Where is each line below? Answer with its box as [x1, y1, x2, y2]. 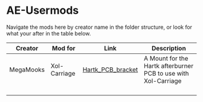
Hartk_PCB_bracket [82, 65, 138, 74]
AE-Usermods [6, 4, 79, 17]
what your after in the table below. [6, 29, 91, 37]
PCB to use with [144, 69, 189, 77]
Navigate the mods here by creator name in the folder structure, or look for [6, 23, 192, 31]
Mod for [52, 44, 76, 52]
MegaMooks [9, 65, 45, 74]
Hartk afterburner [144, 61, 194, 70]
